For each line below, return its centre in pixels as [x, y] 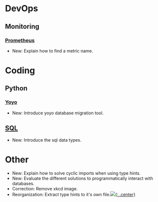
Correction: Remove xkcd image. [45, 188]
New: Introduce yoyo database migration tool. [58, 113]
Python [16, 88]
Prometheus [20, 40]
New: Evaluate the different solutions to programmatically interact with [82, 178]
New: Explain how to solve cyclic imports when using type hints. [76, 173]
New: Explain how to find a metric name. [53, 51]
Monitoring [22, 27]
